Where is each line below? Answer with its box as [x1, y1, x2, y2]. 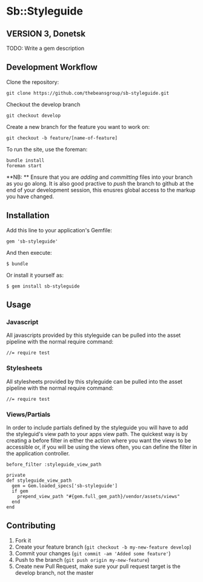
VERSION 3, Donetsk [6, 29, 86, 39]
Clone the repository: [6, 78, 59, 86]
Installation [6, 210, 50, 221]
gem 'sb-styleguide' [6, 238, 59, 244]
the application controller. [6, 449, 70, 457]
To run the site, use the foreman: [6, 145, 88, 153]
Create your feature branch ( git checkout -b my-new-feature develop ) [15, 543, 192, 550]
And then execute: [6, 249, 52, 256]
